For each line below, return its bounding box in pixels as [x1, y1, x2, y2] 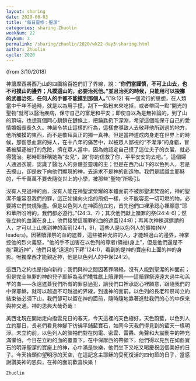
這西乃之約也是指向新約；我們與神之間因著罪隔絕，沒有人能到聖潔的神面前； [6, 265, 190, 272]
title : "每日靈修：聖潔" [6, 19, 60, 25]
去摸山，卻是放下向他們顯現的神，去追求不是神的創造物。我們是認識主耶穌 [6, 168, 185, 175]
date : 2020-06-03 [6, 14, 48, 20]
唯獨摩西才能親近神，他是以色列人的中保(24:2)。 [16, 253, 134, 260]
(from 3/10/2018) [6, 68, 47, 75]
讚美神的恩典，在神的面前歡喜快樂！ [10, 358, 98, 365]
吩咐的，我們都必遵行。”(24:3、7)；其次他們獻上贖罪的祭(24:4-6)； [21, 209, 182, 216]
